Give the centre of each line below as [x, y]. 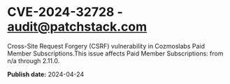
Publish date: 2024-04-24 [46, 74]
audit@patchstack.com [77, 27]
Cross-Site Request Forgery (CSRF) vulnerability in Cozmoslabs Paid [106, 46]
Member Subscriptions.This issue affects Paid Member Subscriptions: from [115, 53]
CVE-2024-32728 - [65, 12]
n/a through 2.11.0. [34, 60]
